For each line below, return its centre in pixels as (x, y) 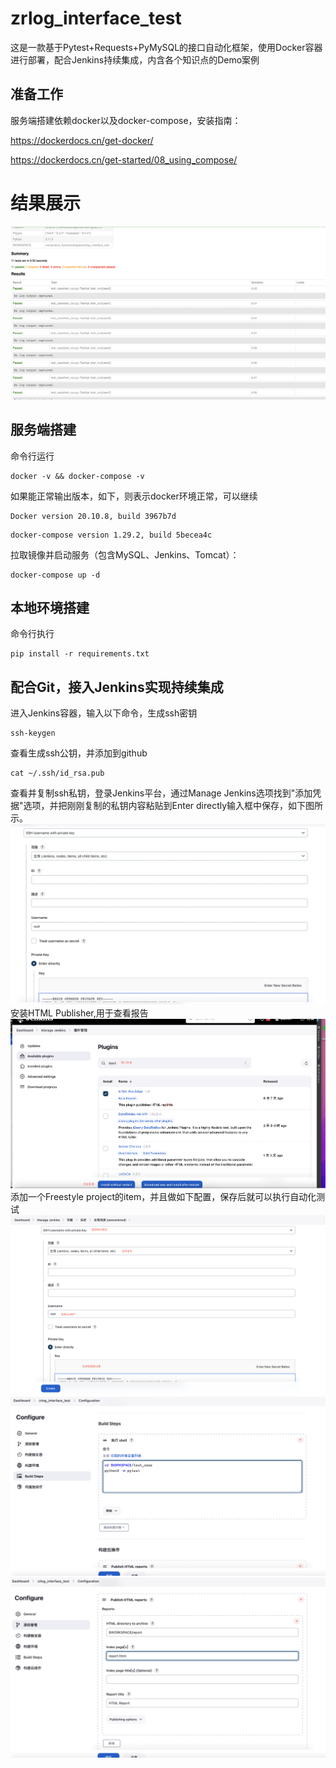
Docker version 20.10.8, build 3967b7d (93, 516)
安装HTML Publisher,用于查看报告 (79, 1013)
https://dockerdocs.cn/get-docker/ (82, 140)
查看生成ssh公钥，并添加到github (79, 753)
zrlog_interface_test (96, 18)
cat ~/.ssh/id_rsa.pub (57, 773)
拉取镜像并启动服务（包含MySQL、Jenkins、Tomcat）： (125, 554)
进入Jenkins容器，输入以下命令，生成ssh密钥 (104, 713)
